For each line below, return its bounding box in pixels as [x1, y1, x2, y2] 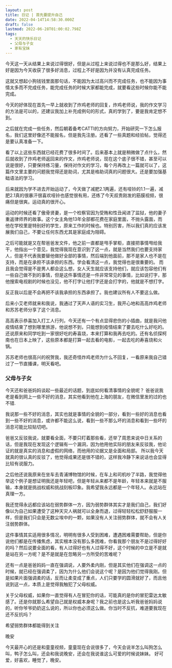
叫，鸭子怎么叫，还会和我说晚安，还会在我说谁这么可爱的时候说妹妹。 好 [5, 651, 159, 657]
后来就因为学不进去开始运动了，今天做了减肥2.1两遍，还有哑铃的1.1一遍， [5, 185, 159, 192]
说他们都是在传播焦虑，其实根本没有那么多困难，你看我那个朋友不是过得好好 [5, 538, 167, 544]
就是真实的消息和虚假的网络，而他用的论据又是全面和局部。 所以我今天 [14, 448, 164, 454]
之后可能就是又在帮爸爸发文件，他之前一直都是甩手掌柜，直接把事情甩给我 [5, 239, 162, 246]
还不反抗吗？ [5, 611, 32, 617]
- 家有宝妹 [10, 46, 30, 51]
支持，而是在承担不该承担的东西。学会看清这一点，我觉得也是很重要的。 [5, 259, 158, 265]
